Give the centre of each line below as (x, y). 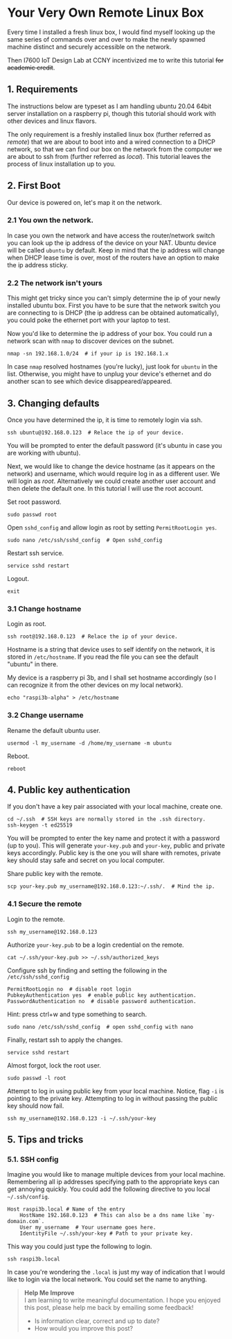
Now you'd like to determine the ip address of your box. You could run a (110, 334)
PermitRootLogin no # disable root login (69, 989)
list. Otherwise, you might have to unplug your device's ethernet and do (109, 374)
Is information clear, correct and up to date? (97, 1321)
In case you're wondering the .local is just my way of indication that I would (116, 1272)
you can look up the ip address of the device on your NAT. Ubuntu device (112, 243)
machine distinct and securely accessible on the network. (89, 47)
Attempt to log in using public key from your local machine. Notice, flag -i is (116, 1090)
